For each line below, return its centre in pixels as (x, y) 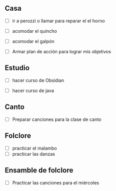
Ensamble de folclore (39, 170)
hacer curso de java (33, 90)
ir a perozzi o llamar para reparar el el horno (59, 20)
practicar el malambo (34, 148)
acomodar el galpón (33, 41)
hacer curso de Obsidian (38, 80)
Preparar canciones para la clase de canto (57, 119)
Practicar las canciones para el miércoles (55, 183)
